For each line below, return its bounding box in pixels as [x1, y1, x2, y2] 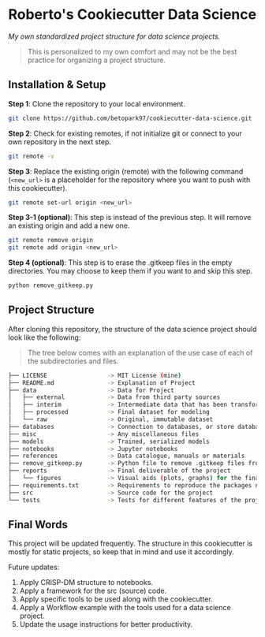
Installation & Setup [8, 78, 106, 91]
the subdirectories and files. [27, 356, 119, 366]
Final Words [8, 518, 69, 531]
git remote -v [8, 152, 55, 160]
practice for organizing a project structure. [27, 55, 166, 65]
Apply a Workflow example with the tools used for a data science [19, 603, 231, 613]
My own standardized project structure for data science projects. [8, 32, 221, 41]
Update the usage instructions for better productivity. [19, 620, 193, 629]
